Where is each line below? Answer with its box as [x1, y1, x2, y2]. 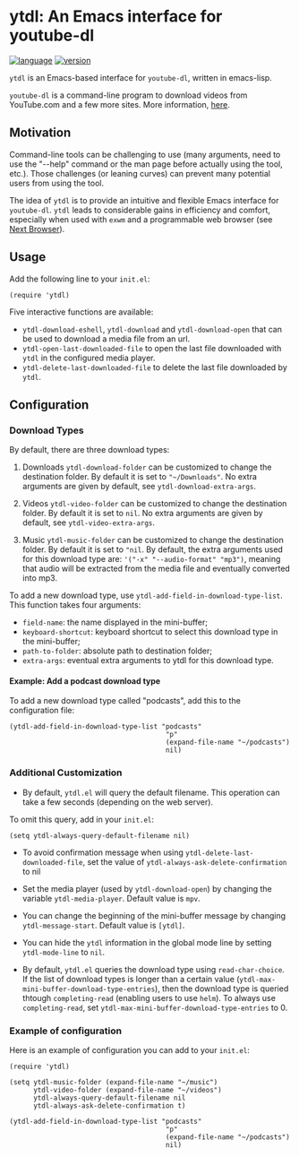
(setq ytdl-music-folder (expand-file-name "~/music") [9, 1078, 218, 1087]
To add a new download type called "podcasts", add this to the [9, 695, 242, 706]
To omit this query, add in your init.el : [9, 814, 155, 825]
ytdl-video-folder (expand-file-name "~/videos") [32, 1086, 222, 1095]
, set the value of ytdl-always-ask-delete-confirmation [82, 856, 287, 867]
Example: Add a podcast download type [9, 675, 161, 686]
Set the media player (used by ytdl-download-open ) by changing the [21, 883, 272, 894]
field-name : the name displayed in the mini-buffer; [21, 617, 209, 628]
